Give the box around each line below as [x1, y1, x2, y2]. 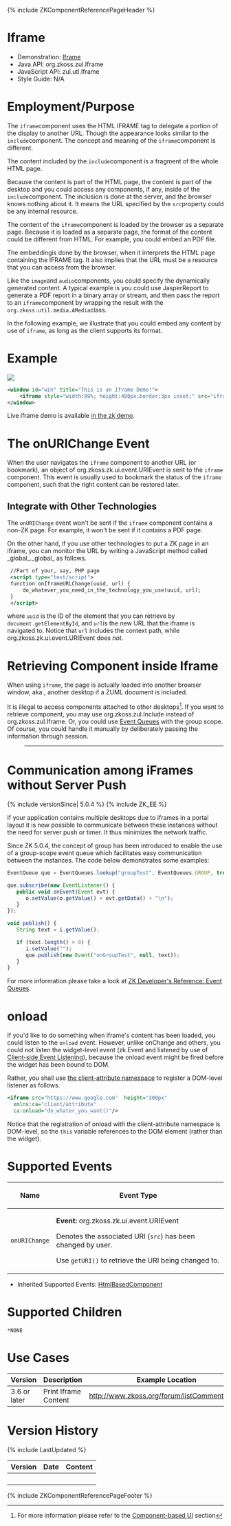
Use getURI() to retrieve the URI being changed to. [56, 1255, 220, 1265]
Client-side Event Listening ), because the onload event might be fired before [7, 1053, 224, 1061]
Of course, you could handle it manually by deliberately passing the [7, 725, 198, 733]
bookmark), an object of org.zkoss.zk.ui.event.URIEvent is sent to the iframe [7, 465, 223, 474]
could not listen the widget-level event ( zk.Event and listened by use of [7, 1046, 208, 1054]
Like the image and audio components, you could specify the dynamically [7, 276, 210, 285]
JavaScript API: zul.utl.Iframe [16, 67, 100, 75]
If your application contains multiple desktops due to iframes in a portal [7, 813, 209, 821]
